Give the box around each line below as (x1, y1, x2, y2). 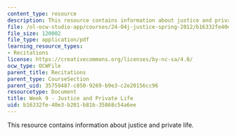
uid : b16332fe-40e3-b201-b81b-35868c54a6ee (7, 102, 137, 109)
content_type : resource (7, 10, 77, 18)
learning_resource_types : (7, 43, 83, 50)
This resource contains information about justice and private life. (7, 121, 195, 129)
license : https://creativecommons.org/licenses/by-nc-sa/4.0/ (7, 56, 193, 63)
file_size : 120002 (7, 29, 61, 37)
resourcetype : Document (7, 88, 77, 95)
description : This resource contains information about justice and (7, 17, 212, 24)
